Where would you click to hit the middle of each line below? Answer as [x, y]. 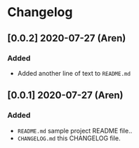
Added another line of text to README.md [74, 73]
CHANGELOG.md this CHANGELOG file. [69, 138]
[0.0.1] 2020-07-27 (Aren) [65, 95]
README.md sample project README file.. [75, 130]
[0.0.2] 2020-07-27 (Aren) [67, 38]
